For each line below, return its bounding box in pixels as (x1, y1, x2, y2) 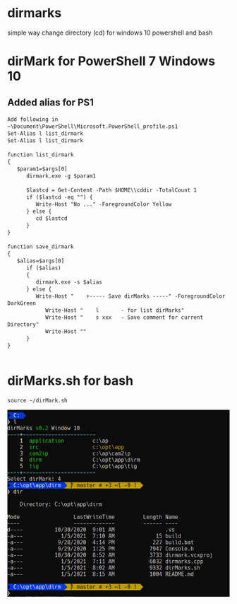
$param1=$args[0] (16, 165, 68, 173)
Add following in (7, 115, 59, 123)
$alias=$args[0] (16, 257, 65, 265)
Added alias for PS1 (7, 96, 94, 108)
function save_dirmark (7, 243, 74, 250)
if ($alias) (25, 264, 61, 272)
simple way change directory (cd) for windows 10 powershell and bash (7, 28, 213, 37)
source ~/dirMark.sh (7, 397, 68, 404)
